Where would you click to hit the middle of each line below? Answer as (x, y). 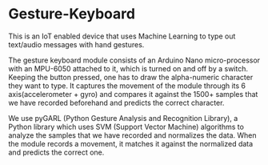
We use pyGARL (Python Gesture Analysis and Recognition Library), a (123, 118)
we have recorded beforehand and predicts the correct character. (116, 103)
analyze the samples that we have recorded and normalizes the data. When (133, 135)
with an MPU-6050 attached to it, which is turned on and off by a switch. (128, 68)
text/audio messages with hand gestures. (76, 44)
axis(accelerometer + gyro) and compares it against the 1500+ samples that (133, 94)
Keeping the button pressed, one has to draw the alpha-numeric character (131, 77)
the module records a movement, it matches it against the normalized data (131, 143)
